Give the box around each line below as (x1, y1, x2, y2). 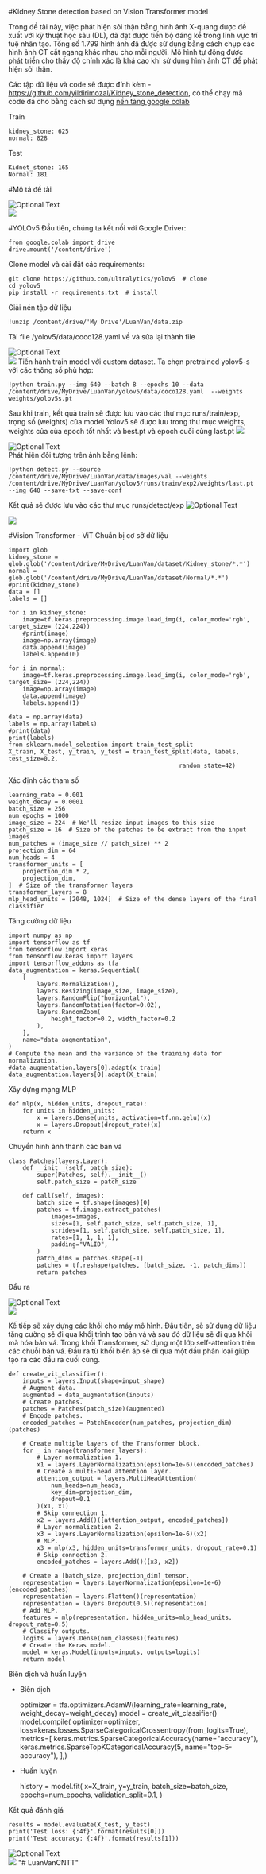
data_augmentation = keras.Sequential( (8, 966, 141, 974)
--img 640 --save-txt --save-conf (8, 486, 123, 494)
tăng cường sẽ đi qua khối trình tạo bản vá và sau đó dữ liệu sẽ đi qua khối (8, 1330, 253, 1338)
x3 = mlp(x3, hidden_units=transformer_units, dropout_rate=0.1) (37, 1544, 258, 1552)
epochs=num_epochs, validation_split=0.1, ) (19, 1790, 163, 1799)
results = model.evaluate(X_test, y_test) (8, 1821, 151, 1829)
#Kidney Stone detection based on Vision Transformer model (8, 7, 209, 16)
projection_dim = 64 (8, 846, 77, 854)
